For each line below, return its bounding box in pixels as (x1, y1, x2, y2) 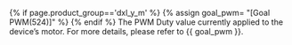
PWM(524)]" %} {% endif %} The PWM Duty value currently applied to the (9, 17, 283, 27)
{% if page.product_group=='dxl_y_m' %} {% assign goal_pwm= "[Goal (9, 8, 271, 18)
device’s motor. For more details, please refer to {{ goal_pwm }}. (9, 26, 244, 36)
